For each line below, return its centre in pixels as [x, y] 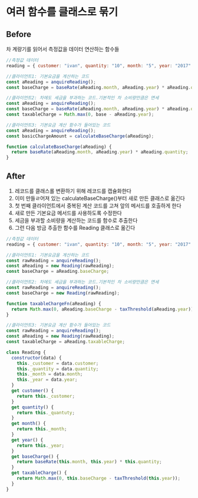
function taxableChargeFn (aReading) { [54, 304]
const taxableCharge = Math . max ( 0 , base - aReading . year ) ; [80, 114]
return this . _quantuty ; [46, 413]
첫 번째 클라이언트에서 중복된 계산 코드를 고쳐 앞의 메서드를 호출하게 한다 [98, 205]
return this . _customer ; [46, 396]
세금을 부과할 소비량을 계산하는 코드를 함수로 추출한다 [76, 220]
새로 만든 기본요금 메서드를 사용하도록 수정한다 [68, 213]
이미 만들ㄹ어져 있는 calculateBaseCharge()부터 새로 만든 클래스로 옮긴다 [100, 198]
